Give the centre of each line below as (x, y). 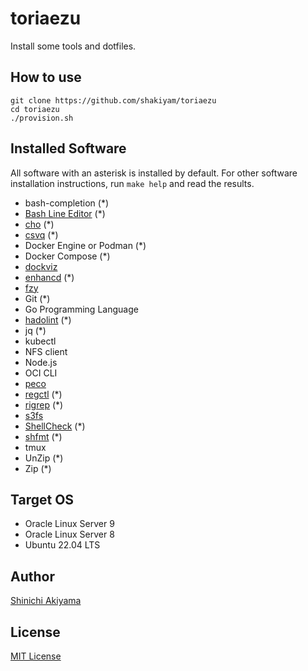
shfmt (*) (43, 436)
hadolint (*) (48, 319)
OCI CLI (41, 373)
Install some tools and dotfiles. (73, 46)
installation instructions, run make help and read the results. (132, 183)
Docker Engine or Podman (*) (85, 245)
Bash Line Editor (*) (65, 213)
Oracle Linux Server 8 (69, 534)
